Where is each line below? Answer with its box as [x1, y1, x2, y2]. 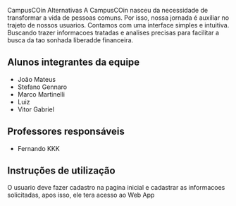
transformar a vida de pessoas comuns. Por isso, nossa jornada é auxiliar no [7, 13, 230, 22]
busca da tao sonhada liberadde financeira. [7, 36, 134, 44]
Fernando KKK [17, 144, 60, 152]
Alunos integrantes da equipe [7, 56, 140, 68]
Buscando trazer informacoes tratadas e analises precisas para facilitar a [7, 28, 220, 37]
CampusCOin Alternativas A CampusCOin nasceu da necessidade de [7, 6, 209, 14]
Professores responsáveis [7, 126, 125, 138]
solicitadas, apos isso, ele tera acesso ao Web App [7, 190, 155, 200]
